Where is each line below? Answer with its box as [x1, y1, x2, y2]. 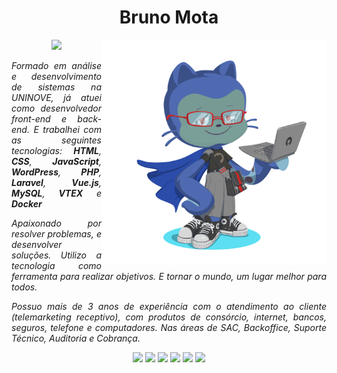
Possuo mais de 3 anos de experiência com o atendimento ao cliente [11, 300, 327, 312]
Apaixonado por [11, 217, 102, 229]
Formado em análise [11, 59, 102, 71]
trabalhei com [42, 123, 102, 135]
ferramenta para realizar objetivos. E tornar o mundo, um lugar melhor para [11, 270, 327, 282]
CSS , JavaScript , [11, 155, 102, 167]
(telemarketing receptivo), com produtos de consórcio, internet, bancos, [11, 311, 327, 323]
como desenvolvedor [11, 102, 102, 114]
